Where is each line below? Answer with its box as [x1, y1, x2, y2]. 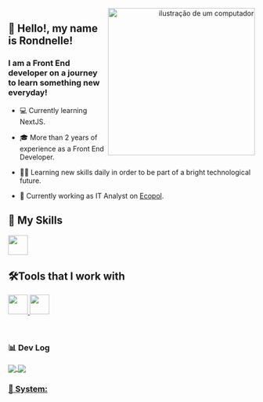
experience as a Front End [19, 144, 104, 153]
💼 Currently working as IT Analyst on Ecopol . [19, 191, 164, 200]
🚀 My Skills [8, 214, 63, 227]
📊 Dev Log [8, 342, 50, 353]
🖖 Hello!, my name [8, 22, 99, 35]
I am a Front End [8, 58, 70, 69]
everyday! [8, 87, 49, 98]
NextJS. [19, 117, 45, 126]
